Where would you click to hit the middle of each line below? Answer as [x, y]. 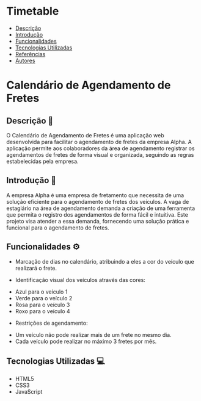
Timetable [33, 11]
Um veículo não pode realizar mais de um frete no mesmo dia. [93, 334]
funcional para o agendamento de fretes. [58, 228]
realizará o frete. [36, 268]
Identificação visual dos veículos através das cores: [80, 280]
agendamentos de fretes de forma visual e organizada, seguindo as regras [100, 154]
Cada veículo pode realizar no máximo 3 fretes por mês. [86, 341]
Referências [30, 54]
